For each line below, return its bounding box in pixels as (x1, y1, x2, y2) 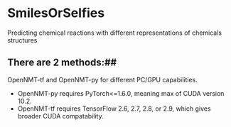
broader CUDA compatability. (17, 111, 104, 120)
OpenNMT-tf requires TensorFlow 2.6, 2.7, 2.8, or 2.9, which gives (17, 104, 211, 113)
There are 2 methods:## (7, 57, 117, 69)
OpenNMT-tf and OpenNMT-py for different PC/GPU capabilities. (7, 75, 198, 84)
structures (7, 35, 38, 44)
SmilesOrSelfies (7, 5, 105, 21)
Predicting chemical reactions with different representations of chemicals (7, 28, 222, 37)
